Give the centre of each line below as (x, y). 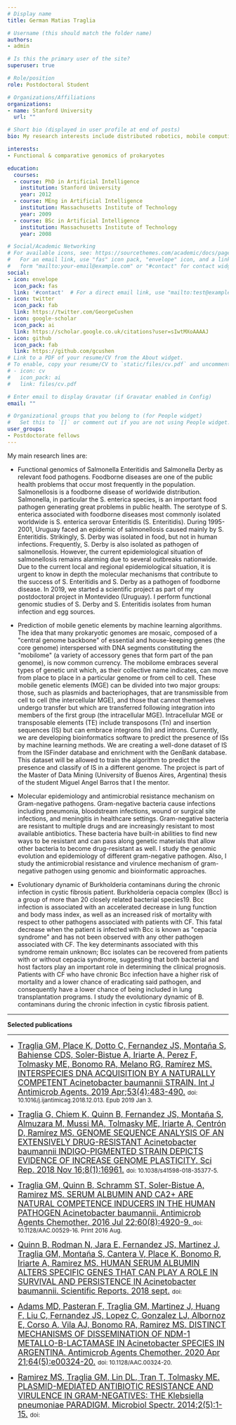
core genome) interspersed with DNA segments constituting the (110, 647)
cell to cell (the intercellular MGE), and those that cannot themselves (116, 700)
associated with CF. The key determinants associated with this (108, 944)
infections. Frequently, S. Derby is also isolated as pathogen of (108, 544)
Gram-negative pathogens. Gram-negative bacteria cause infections (116, 803)
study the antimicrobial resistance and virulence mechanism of (108, 863)
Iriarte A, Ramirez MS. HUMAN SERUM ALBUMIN (109, 1263)
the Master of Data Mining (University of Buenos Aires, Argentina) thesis (122, 775)
